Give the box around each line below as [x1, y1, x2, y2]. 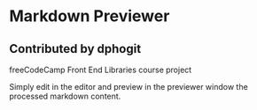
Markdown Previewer [9, 6, 170, 26]
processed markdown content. [9, 91, 121, 101]
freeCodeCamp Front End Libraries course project [9, 64, 192, 75]
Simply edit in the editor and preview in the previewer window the [9, 82, 248, 92]
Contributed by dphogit [9, 41, 142, 56]
